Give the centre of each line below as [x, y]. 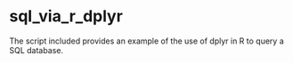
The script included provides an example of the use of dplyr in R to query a [146, 41]
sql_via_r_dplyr [66, 16]
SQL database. [37, 50]
